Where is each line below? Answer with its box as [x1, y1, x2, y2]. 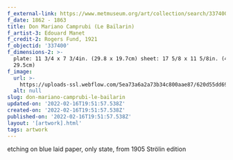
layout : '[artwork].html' [7, 119, 82, 127]
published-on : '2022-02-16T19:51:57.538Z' [7, 113, 132, 120]
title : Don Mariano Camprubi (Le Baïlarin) [7, 23, 135, 30]
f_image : [7, 68, 33, 75]
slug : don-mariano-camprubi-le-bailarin [7, 94, 126, 101]
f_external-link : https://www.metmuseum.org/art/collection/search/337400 [7, 10, 228, 17]
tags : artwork [7, 126, 49, 133]
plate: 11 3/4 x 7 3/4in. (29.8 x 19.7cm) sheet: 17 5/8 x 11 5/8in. [13, 55, 218, 62]
